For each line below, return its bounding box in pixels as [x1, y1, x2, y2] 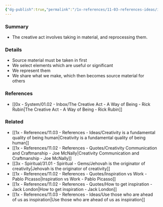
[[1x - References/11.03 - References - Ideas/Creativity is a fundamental [12, 129, 156, 135]
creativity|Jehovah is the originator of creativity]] [12, 166, 110, 172]
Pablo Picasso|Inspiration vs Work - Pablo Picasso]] [12, 176, 116, 182]
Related [5, 119, 24, 125]
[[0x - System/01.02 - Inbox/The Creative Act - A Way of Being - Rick [12, 101, 150, 107]
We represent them [12, 68, 51, 73]
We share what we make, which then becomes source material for [12, 73, 145, 79]
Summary [5, 23, 29, 30]
